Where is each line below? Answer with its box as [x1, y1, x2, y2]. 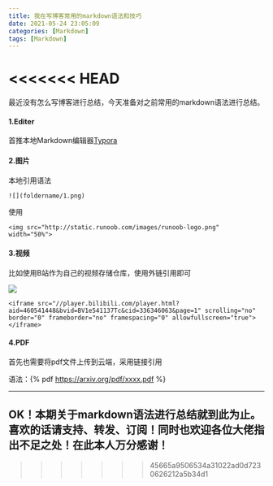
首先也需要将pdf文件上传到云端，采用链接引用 [8, 357, 162, 367]
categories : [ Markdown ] [8, 27, 89, 35]
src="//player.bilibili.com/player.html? [37, 299, 180, 307]
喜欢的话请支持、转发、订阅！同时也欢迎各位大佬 [8, 423, 254, 437]
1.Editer [8, 116, 35, 126]
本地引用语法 [8, 176, 51, 185]
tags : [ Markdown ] [8, 34, 67, 43]
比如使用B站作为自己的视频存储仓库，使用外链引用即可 [8, 267, 192, 277]
